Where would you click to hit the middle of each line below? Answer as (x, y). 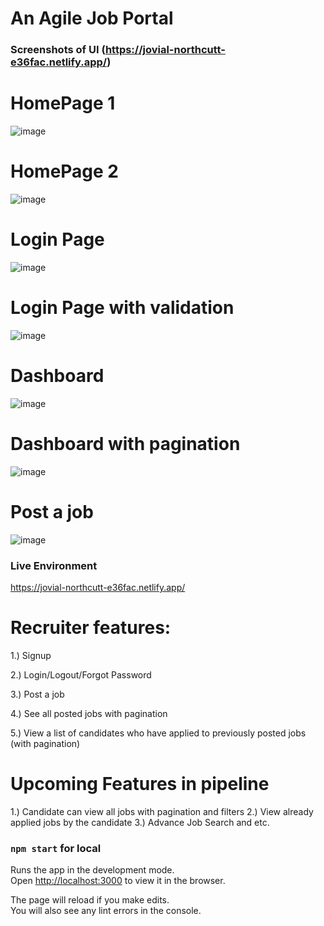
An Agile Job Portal (92, 18)
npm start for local (56, 848)
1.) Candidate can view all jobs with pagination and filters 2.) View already (162, 811)
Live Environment (54, 565)
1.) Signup (31, 655)
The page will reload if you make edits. (90, 900)
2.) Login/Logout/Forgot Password (81, 674)
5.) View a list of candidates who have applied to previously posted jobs (158, 733)
